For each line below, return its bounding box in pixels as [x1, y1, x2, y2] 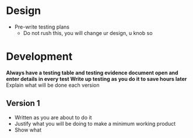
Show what [14, 126, 42, 133]
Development [6, 50, 73, 63]
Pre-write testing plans [14, 23, 70, 30]
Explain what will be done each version [6, 82, 100, 89]
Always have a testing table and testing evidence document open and [6, 69, 179, 76]
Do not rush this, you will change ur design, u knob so [23, 29, 153, 36]
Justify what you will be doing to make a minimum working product [14, 120, 176, 127]
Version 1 [6, 98, 40, 108]
